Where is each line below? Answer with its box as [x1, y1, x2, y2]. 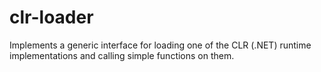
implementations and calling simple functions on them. [9, 49, 235, 61]
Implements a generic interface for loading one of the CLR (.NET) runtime [9, 39, 312, 51]
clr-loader [9, 6, 94, 29]
